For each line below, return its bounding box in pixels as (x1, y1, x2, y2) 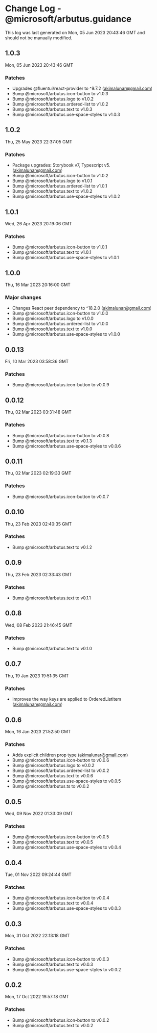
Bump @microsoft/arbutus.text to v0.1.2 (12, 544, 92, 550)
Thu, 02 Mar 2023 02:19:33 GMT (5, 470, 72, 476)
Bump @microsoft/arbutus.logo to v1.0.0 (12, 316, 94, 321)
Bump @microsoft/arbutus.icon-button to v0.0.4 (12, 895, 110, 901)
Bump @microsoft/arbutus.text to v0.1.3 (12, 438, 92, 444)
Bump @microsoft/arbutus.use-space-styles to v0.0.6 (12, 443, 121, 449)
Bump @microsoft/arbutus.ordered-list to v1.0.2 (12, 101, 109, 107)
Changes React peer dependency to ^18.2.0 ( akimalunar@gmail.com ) (12, 305, 152, 311)
